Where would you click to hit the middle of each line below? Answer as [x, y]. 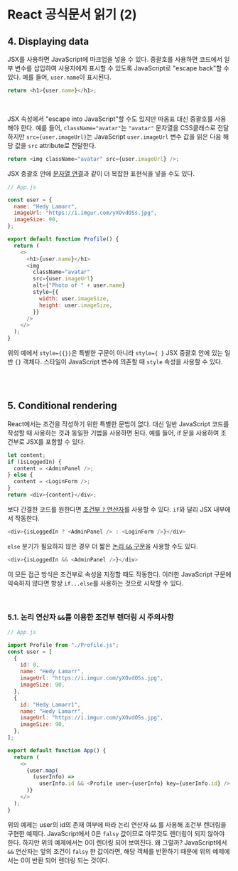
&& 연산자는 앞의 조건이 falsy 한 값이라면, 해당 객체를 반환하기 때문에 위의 [109, 851]
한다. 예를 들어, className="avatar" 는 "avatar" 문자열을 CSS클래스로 [118, 127]
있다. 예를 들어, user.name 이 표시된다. [59, 77]
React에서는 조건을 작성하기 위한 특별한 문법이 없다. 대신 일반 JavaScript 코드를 [118, 423]
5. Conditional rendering [62, 406]
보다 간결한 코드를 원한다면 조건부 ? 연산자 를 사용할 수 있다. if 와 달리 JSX [109, 509]
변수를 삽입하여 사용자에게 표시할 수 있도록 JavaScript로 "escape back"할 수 [122, 68]
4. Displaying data [48, 41]
